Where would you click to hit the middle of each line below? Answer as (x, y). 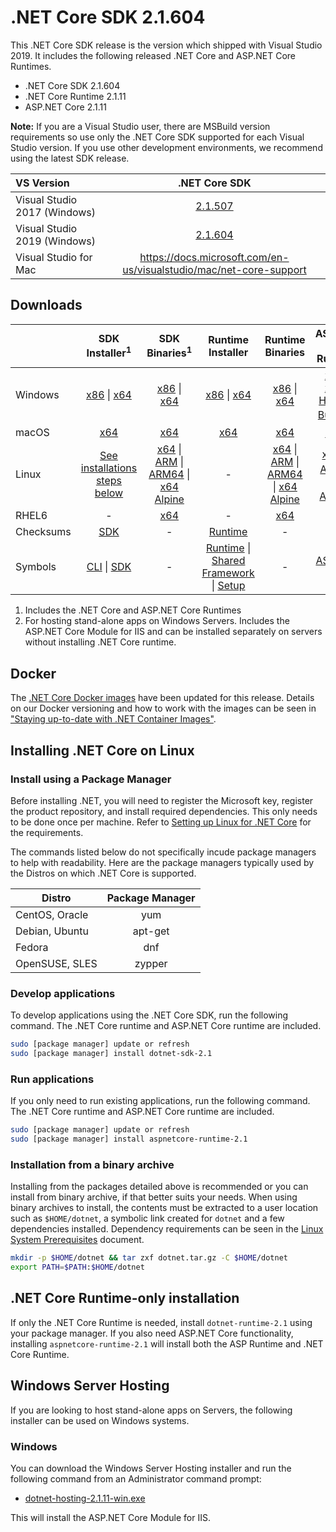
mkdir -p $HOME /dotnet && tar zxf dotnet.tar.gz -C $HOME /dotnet (149, 1258)
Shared (228, 561)
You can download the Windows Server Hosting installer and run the (151, 1468)
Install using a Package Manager (91, 779)
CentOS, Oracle (52, 914)
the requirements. (47, 832)
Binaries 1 (169, 352)
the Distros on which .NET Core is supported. (103, 873)
